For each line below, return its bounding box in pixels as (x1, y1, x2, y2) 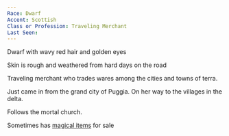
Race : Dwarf (7, 10, 41, 17)
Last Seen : (7, 29, 38, 36)
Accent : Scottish (7, 16, 57, 23)
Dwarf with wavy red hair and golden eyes (7, 48, 127, 56)
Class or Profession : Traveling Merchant (7, 23, 128, 29)
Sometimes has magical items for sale (7, 121, 114, 130)
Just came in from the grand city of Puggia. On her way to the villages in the (7, 87, 223, 96)
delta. (7, 95, 23, 103)
